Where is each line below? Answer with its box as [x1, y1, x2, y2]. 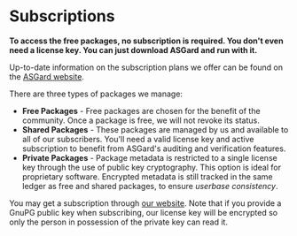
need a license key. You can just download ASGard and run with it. [9, 44, 258, 55]
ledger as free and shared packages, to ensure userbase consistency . [21, 180, 278, 191]
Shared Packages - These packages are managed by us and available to [21, 124, 289, 134]
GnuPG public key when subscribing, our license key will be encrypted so [9, 207, 277, 217]
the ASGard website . [9, 71, 84, 81]
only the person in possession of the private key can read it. [9, 217, 229, 227]
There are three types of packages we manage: [9, 88, 184, 99]
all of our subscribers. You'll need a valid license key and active [21, 133, 254, 144]
